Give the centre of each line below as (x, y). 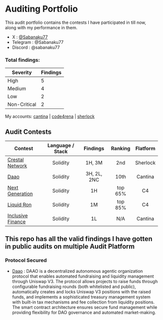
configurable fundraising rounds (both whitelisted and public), (74, 286)
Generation (20, 194)
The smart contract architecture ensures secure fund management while (85, 307)
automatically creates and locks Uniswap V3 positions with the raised (81, 292)
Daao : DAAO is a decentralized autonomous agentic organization (77, 271)
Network (17, 166)
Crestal (16, 160)
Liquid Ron (20, 205)
